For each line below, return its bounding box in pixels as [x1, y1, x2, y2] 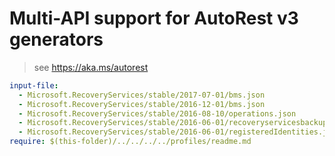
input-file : [9, 80, 59, 91]
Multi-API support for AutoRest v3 [9, 7, 299, 30]
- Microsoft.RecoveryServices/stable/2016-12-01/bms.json [18, 99, 266, 109]
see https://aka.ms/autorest [33, 61, 149, 73]
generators [9, 28, 104, 51]
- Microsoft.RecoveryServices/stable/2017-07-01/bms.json [18, 90, 266, 100]
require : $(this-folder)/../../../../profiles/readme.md [9, 137, 252, 147]
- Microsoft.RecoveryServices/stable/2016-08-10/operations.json [18, 108, 297, 119]
